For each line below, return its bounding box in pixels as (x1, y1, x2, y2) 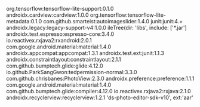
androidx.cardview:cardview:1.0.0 (6, 11, 89, 19)
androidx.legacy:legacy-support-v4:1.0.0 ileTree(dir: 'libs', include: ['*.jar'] (6, 24, 187, 31)
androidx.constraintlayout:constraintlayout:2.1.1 (6, 56, 121, 63)
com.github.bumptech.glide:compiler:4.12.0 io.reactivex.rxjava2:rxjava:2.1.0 (6, 88, 191, 94)
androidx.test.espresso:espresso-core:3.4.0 (6, 30, 115, 38)
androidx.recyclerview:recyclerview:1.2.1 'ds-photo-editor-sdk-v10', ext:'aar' (6, 94, 193, 101)
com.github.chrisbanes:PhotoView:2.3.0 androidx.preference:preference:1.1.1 (6, 75, 195, 82)
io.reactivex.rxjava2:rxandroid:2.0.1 (6, 37, 92, 44)
